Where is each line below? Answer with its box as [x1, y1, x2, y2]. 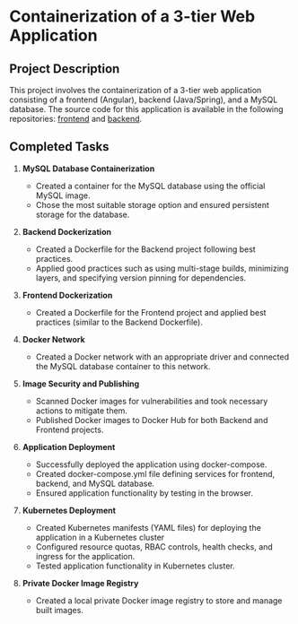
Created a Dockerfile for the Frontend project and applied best [35, 307, 267, 317]
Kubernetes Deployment [22, 505, 117, 516]
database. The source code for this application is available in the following [9, 104, 285, 114]
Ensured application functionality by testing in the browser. [35, 487, 254, 498]
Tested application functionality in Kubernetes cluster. [35, 560, 235, 571]
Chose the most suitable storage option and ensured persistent [35, 199, 269, 210]
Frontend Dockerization [22, 290, 113, 300]
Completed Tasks [9, 139, 110, 154]
